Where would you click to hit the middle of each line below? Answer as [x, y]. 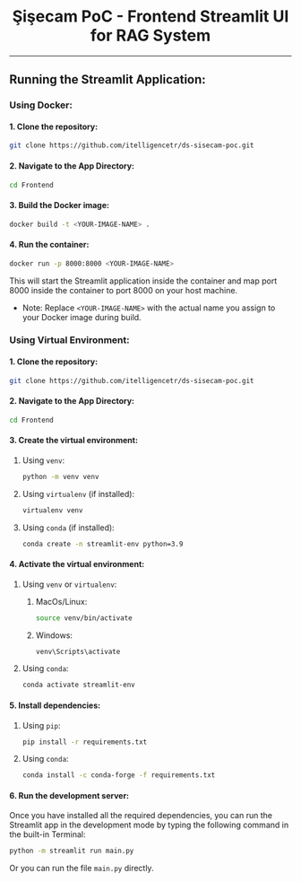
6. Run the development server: [69, 795]
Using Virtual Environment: [69, 340]
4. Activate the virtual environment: [77, 564]
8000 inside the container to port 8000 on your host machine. [124, 290]
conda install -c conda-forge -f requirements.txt [119, 775]
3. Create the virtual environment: [74, 441]
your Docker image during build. [82, 317]
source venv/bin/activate [84, 618]
